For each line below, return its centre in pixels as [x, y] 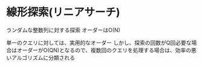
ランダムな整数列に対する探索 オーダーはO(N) [63, 30]
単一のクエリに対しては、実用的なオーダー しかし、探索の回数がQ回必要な [99, 42]
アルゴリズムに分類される [43, 57]
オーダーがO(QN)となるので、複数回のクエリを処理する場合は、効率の [104, 50]
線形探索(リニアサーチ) [63, 12]
